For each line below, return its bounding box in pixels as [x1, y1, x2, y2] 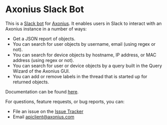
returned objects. [12, 79, 50, 85]
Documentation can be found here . [5, 88, 79, 95]
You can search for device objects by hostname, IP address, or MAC [12, 52, 157, 58]
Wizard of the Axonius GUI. [12, 68, 70, 74]
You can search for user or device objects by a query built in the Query [12, 63, 162, 69]
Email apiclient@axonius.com [12, 113, 75, 120]
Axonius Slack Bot [5, 4, 84, 15]
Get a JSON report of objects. [12, 36, 76, 42]
